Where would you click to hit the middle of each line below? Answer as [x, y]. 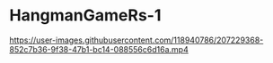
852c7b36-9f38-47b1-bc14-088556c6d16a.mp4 [99, 49]
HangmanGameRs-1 [85, 16]
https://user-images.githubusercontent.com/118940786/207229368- [136, 40]
